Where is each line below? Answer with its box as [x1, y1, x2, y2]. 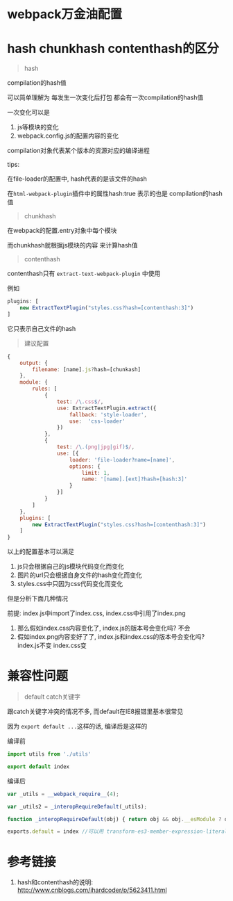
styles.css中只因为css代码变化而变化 [17, 580, 123, 588]
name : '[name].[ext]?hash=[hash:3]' [81, 476, 188, 483]
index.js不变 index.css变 [17, 641, 87, 650]
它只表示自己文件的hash [7, 324, 76, 332]
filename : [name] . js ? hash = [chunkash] [32, 366, 141, 373]
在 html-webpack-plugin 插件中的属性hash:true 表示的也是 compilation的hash [7, 189, 223, 198]
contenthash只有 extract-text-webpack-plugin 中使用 [7, 269, 161, 278]
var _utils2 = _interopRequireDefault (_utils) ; [7, 803, 148, 810]
